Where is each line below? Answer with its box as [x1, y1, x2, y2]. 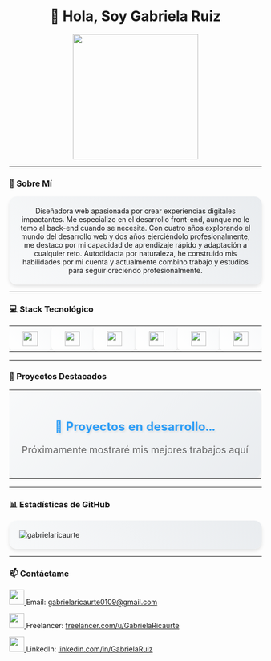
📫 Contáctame [9, 568, 70, 579]
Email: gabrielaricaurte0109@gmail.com [26, 597, 158, 607]
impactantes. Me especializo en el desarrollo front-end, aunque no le [22, 215, 249, 224]
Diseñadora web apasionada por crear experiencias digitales [35, 206, 236, 216]
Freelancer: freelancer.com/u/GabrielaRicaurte [26, 621, 180, 631]
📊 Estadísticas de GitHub [9, 498, 111, 510]
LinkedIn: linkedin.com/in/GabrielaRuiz [26, 644, 153, 654]
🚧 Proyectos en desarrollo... [54, 419, 216, 435]
